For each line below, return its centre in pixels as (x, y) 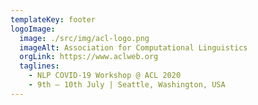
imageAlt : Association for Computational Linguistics (133, 47)
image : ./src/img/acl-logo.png (84, 38)
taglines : (39, 66)
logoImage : (33, 29)
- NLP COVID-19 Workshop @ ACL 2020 (105, 76)
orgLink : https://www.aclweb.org (89, 57)
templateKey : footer (53, 19)
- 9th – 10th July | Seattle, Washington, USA (127, 85)
